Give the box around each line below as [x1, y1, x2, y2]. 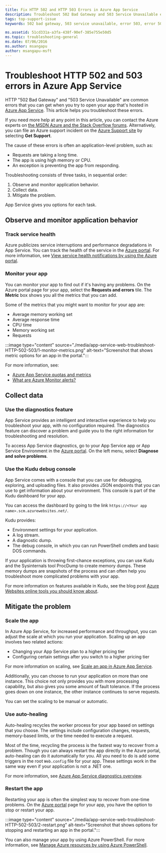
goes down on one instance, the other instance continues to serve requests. [5, 689, 161, 695]
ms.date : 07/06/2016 [5, 39, 48, 45]
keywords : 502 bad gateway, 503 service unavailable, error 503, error [5, 21, 156, 26]
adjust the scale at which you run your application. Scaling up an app [5, 634, 146, 640]
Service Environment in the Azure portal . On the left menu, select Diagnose [5, 448, 159, 454]
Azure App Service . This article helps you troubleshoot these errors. [5, 107, 144, 113]
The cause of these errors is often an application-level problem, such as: [5, 142, 153, 148]
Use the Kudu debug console [5, 466, 76, 473]
